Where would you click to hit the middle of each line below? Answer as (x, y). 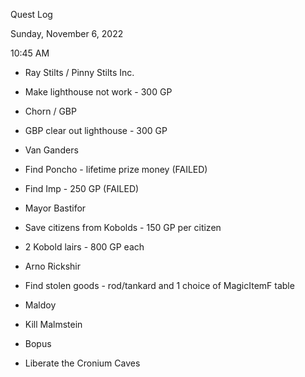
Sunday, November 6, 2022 (67, 33)
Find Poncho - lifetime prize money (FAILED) (116, 169)
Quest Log (31, 14)
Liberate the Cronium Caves (82, 363)
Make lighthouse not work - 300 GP (98, 92)
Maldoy (40, 305)
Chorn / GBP (50, 111)
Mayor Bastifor (55, 208)
